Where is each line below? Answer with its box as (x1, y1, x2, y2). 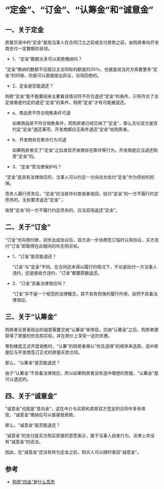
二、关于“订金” (5, 223, 51, 231)
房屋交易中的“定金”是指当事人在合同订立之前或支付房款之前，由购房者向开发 (5, 40, 159, 45)
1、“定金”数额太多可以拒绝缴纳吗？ (12, 56, 82, 62)
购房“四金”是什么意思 (12, 479, 55, 485)
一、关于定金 (5, 25, 44, 34)
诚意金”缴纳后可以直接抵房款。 (15, 412, 78, 418)
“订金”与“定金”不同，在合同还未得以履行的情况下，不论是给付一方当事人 (12, 264, 158, 269)
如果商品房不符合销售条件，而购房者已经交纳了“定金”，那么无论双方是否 (12, 121, 158, 126)
